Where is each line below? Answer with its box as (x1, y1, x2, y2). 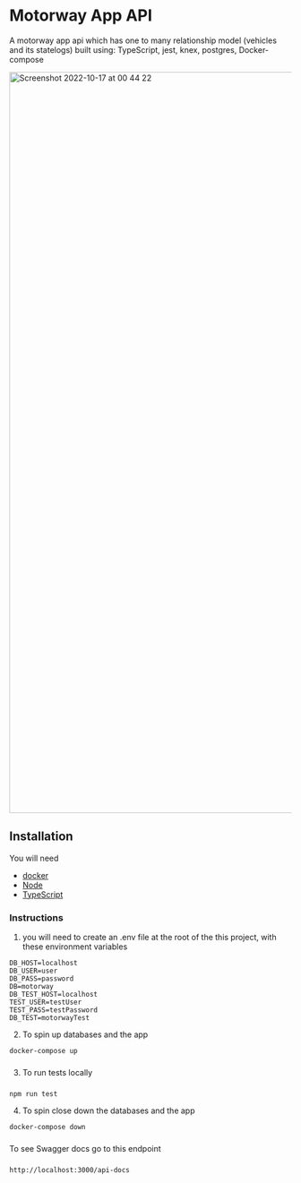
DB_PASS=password (9, 974, 74, 983)
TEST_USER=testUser (9, 998, 82, 1007)
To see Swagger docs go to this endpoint (9, 1143, 161, 1153)
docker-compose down (9, 1122, 87, 1131)
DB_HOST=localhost (9, 959, 78, 968)
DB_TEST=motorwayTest (9, 1014, 90, 1023)
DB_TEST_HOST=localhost (9, 990, 99, 999)
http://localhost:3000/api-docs (9, 1165, 130, 1174)
